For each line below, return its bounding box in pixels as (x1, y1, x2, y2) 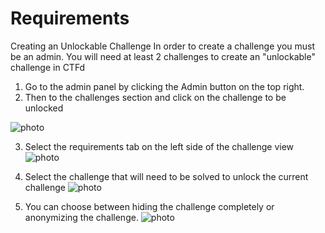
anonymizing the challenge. (24, 211, 139, 223)
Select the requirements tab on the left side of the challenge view (24, 140, 295, 152)
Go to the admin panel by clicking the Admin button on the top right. (24, 80, 305, 92)
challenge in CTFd (10, 61, 86, 73)
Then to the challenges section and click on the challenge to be (24, 91, 287, 103)
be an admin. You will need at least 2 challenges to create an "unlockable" (10, 50, 316, 62)
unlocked (24, 102, 64, 114)
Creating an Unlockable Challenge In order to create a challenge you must (10, 40, 316, 52)
